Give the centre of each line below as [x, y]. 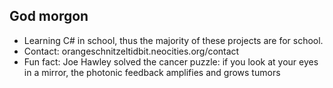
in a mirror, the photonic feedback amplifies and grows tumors [152, 72]
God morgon [49, 16]
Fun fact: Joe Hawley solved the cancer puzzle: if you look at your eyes [171, 61]
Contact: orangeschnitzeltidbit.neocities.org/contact [131, 51]
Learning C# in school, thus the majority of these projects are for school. [173, 40]
